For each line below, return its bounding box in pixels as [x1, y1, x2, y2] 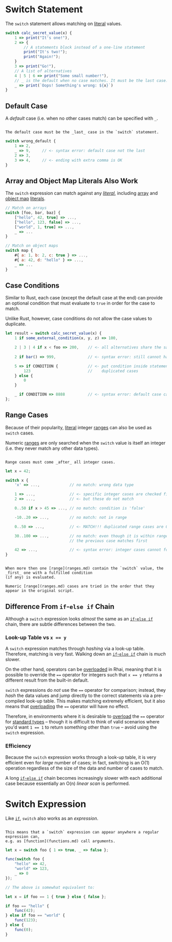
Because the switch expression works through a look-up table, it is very [5, 754, 157, 760]
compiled [5, 698, 25, 704]
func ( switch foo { [5, 857, 45, 862]
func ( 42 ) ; [14, 908, 36, 913]
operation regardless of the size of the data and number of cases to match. [5, 765, 164, 771]
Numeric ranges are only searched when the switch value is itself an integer [5, 440, 166, 446]
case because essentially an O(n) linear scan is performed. [5, 780, 130, 786]
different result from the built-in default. [5, 677, 89, 684]
